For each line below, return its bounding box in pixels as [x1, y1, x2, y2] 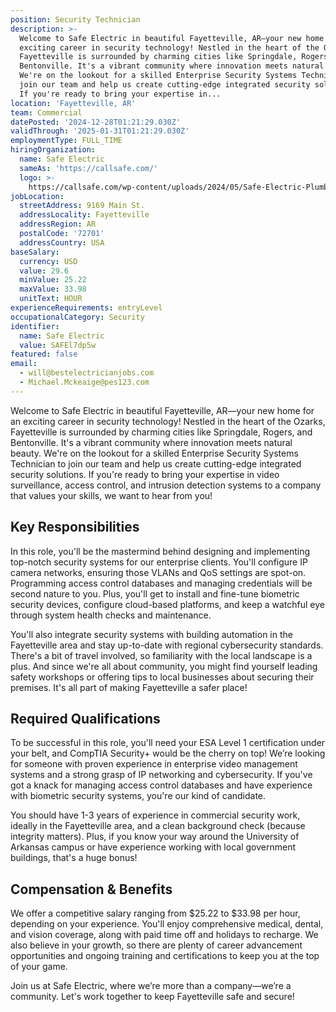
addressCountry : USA [19, 237, 105, 248]
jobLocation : [10, 191, 65, 201]
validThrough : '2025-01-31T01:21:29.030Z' [10, 126, 190, 136]
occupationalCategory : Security [10, 312, 145, 322]
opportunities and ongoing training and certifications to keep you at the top [10, 950, 320, 962]
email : [10, 359, 38, 369]
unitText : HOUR [19, 294, 83, 304]
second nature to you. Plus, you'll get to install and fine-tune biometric [10, 587, 300, 600]
